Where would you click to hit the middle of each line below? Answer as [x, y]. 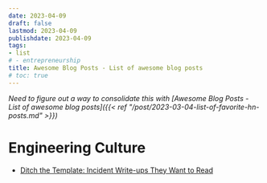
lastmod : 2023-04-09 [43, 31]
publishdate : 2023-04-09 [50, 38]
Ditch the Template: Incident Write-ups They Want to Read [117, 170]
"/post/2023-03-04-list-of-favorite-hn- [194, 107]
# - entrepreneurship [45, 61]
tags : [17, 46]
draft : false [30, 23]
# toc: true [28, 75]
